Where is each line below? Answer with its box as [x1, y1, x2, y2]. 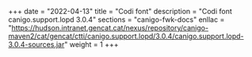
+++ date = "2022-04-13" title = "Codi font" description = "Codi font [8, 7, 232, 16]
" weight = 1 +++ [64, 40, 119, 49]
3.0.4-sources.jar [8, 40, 65, 49]
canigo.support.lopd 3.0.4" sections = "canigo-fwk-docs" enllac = [8, 15, 225, 24]
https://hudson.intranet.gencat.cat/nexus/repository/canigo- [11, 23, 208, 32]
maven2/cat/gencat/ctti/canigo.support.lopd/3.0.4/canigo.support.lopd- [8, 31, 244, 41]
